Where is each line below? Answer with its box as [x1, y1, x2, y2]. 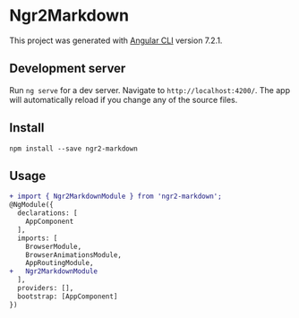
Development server [9, 61, 126, 76]
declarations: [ [17, 209, 78, 218]
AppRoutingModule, [25, 259, 94, 268]
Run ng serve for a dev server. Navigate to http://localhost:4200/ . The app [9, 84, 291, 95]
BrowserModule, [25, 242, 82, 251]
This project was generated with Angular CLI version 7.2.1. [9, 35, 223, 46]
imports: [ [17, 234, 58, 243]
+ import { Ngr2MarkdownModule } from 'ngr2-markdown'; [9, 192, 222, 202]
